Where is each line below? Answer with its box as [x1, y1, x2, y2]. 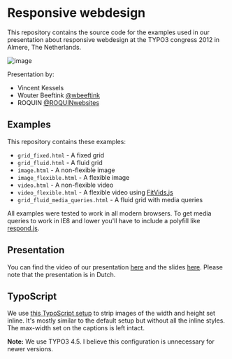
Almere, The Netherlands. [7, 43, 82, 51]
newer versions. [7, 345, 54, 353]
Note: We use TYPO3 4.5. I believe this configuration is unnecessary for [7, 337, 215, 346]
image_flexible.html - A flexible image [17, 173, 130, 181]
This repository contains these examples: [7, 137, 126, 146]
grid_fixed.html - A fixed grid [17, 150, 105, 159]
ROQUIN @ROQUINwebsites [17, 98, 100, 106]
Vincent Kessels [17, 83, 64, 92]
